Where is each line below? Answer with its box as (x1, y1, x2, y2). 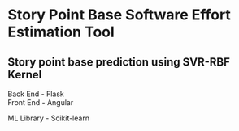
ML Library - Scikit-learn (7, 113, 90, 123)
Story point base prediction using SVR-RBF (7, 55, 231, 69)
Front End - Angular (7, 98, 74, 107)
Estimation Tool (7, 23, 115, 41)
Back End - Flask (7, 89, 64, 99)
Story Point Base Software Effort (7, 6, 231, 24)
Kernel (7, 67, 42, 82)
